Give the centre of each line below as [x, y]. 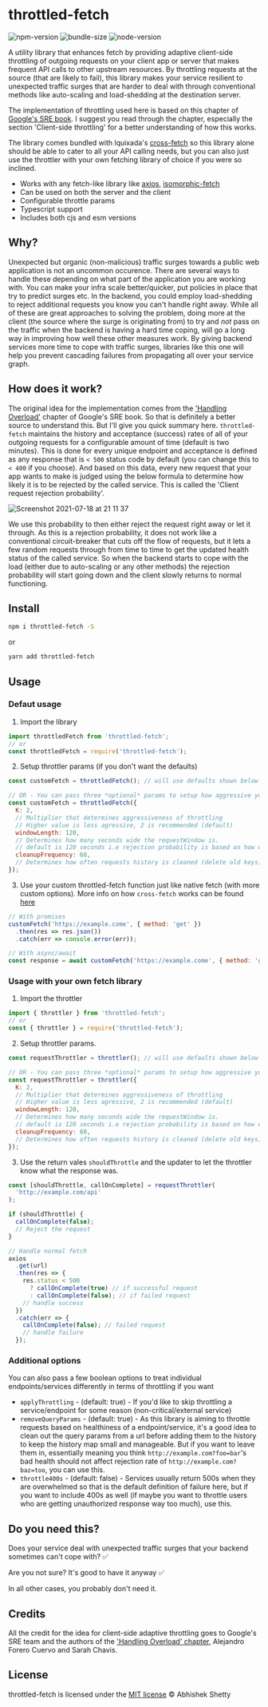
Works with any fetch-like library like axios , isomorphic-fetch [120, 183]
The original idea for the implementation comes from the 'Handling [118, 408]
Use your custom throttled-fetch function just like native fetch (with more [140, 885]
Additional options [45, 1361]
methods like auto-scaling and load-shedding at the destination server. [125, 94]
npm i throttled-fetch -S [51, 627]
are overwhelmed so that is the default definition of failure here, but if [134, 1487]
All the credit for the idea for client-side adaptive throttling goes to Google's [132, 1633]
